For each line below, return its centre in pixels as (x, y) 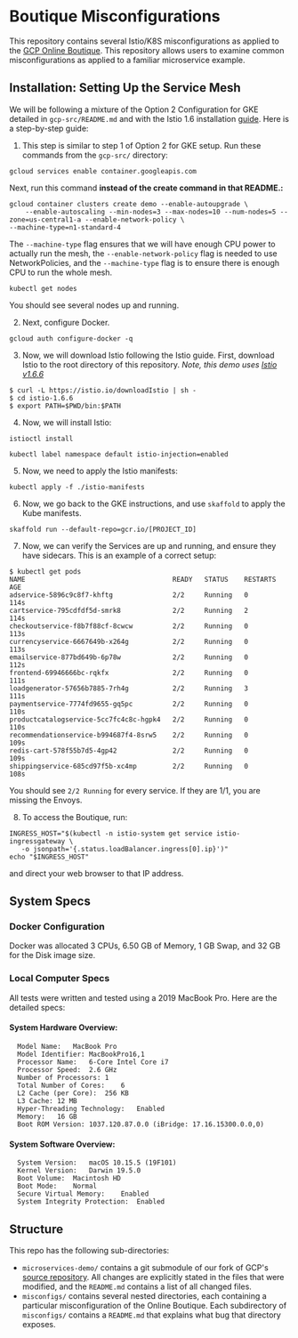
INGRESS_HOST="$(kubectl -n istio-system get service (111, 834)
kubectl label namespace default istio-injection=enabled (119, 454)
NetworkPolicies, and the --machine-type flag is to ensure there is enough (145, 262)
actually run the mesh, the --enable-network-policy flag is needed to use (143, 253)
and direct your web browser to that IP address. (97, 873)
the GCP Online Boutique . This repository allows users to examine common (147, 50)
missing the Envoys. (46, 800)
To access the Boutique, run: (75, 817)
